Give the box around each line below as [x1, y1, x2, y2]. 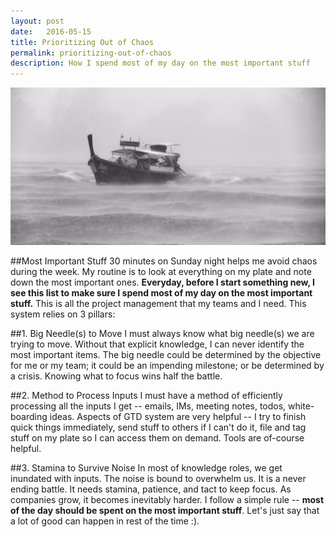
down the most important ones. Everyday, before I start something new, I [10, 276, 315, 289]
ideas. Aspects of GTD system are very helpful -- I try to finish [49, 411, 307, 423]
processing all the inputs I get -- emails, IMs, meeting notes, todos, [10, 400, 287, 412]
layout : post [10, 16, 65, 26]
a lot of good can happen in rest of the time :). [10, 515, 200, 527]
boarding [10, 411, 48, 423]
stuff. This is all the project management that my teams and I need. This [10, 298, 307, 310]
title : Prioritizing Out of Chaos [10, 37, 155, 47]
